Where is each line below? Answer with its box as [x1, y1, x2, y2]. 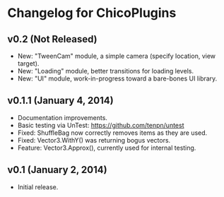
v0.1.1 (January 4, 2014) [7, 95, 114, 107]
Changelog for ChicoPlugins [7, 5, 177, 21]
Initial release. [17, 182, 59, 191]
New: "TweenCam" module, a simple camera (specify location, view [17, 52, 216, 60]
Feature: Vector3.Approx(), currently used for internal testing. [17, 143, 196, 152]
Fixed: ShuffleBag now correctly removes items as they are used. [17, 129, 208, 137]
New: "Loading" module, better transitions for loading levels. [17, 67, 194, 75]
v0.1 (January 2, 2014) [7, 164, 107, 176]
